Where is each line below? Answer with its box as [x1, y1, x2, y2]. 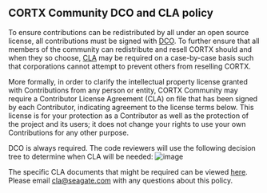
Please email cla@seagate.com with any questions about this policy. [8, 175, 233, 185]
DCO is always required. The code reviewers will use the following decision [8, 143, 256, 152]
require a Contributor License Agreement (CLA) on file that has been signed [8, 93, 258, 103]
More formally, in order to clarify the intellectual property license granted [8, 77, 248, 86]
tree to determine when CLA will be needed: [8, 152, 153, 161]
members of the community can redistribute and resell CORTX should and [8, 44, 253, 54]
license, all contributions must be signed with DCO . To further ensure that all [8, 36, 260, 45]
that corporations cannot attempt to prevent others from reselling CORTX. [8, 61, 251, 71]
